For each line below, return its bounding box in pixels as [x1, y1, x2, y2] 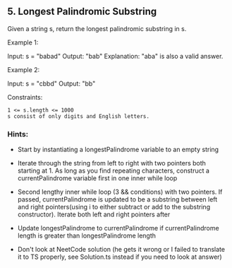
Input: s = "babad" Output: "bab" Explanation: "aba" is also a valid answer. [7, 52, 224, 60]
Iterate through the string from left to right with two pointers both [17, 159, 207, 168]
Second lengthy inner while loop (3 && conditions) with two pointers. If [17, 187, 223, 197]
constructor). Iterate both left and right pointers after [17, 210, 171, 219]
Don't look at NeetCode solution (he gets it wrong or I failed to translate [17, 245, 226, 254]
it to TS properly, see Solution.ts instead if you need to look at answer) [17, 252, 222, 261]
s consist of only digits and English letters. [7, 112, 150, 120]
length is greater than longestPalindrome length [17, 231, 157, 240]
